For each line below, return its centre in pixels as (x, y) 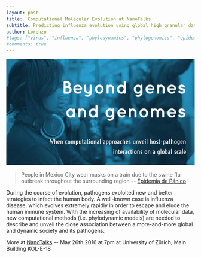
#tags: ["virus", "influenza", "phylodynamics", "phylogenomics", (91, 38)
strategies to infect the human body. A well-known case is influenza (90, 199)
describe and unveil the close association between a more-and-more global (100, 224)
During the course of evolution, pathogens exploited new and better (90, 192)
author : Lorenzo (26, 32)
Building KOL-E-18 (28, 248)
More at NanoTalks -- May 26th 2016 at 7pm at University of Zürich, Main (96, 242)
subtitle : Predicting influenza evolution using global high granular (96, 25)
